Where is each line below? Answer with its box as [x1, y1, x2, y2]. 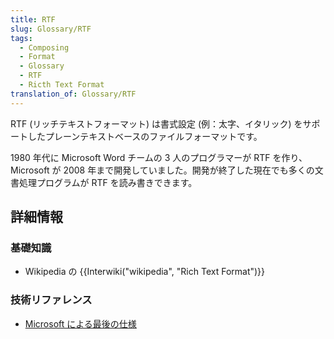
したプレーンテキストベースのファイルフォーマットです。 [27, 130, 263, 142]
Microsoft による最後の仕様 [24, 317, 137, 330]
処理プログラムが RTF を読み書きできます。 [18, 176, 198, 188]
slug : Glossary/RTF [10, 24, 92, 34]
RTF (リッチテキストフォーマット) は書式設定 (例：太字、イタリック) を [10, 117, 303, 130]
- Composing [19, 42, 70, 53]
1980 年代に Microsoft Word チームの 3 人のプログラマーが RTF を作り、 [10, 151, 308, 163]
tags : [10, 33, 33, 43]
